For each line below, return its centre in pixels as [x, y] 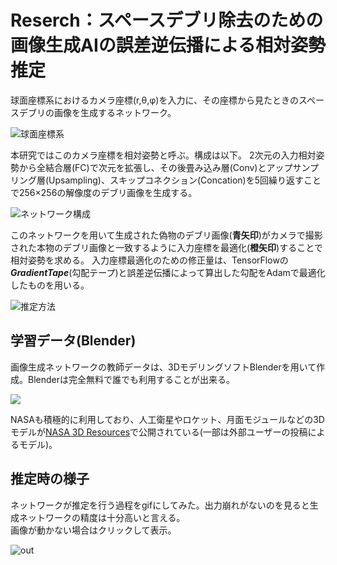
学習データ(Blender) [73, 341]
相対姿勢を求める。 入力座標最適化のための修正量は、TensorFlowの [149, 260]
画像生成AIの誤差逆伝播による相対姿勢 [168, 45]
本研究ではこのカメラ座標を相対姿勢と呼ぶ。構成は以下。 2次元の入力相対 [163, 155]
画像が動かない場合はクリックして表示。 [93, 530]
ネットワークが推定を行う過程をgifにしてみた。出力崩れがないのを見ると [160, 505]
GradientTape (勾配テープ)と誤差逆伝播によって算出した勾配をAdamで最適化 [168, 272]
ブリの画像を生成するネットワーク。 [102, 112]
